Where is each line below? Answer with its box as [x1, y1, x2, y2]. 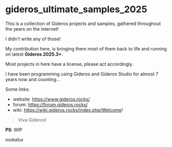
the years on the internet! [5, 26, 59, 32]
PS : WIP [5, 127, 23, 133]
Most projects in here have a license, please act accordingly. [5, 61, 133, 67]
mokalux [5, 136, 24, 142]
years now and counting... [5, 76, 61, 82]
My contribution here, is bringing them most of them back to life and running [5, 45, 167, 52]
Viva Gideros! [17, 116, 47, 123]
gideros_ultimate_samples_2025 [5, 4, 147, 15]
